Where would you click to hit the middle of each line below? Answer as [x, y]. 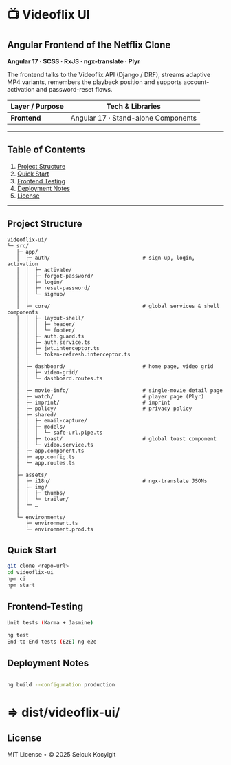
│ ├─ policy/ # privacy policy [104, 409]
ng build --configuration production [61, 685]
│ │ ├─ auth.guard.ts [50, 336]
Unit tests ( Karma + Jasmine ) [51, 622]
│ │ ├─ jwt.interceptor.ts [58, 348]
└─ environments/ [41, 517]
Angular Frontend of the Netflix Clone [89, 44]
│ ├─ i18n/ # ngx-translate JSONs [112, 481]
